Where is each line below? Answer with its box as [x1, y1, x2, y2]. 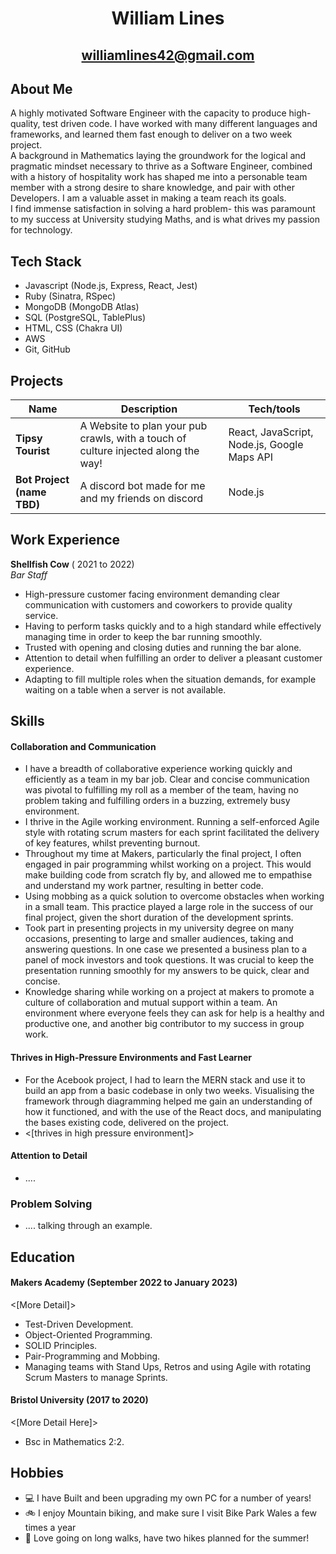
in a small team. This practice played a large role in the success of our [24, 901, 314, 913]
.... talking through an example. [24, 1220, 153, 1232]
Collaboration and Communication [10, 740, 157, 752]
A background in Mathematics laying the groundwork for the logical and [10, 150, 307, 162]
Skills [10, 713, 45, 730]
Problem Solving [10, 1197, 93, 1211]
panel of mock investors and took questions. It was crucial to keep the [24, 954, 315, 966]
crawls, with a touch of [79, 432, 187, 446]
